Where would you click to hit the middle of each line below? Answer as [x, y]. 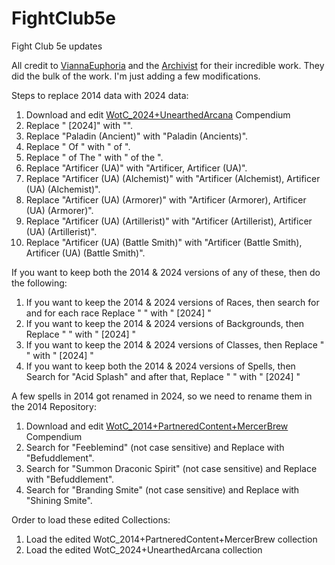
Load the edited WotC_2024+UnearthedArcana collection [144, 549]
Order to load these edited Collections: [91, 519]
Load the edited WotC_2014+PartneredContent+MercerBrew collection [171, 539]
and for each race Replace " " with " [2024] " [118, 313]
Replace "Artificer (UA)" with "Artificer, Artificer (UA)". [136, 168]
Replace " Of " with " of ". [78, 146]
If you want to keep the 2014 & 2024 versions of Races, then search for [172, 302]
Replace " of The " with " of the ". [94, 157]
